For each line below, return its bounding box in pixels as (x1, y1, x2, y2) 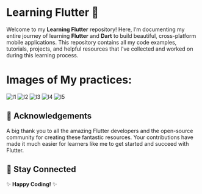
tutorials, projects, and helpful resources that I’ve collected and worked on (6, 45, 193, 52)
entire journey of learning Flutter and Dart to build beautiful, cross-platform (6, 32, 197, 39)
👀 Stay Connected (6, 164, 76, 174)
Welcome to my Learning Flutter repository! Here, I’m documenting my (6, 26, 185, 33)
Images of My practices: (6, 73, 132, 87)
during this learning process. (6, 51, 79, 59)
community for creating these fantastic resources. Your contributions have (6, 134, 193, 141)
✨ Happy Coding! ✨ (6, 180, 57, 188)
